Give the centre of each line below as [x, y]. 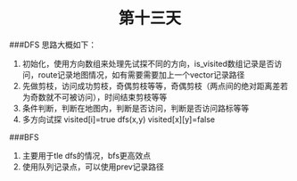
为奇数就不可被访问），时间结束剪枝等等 [95, 97]
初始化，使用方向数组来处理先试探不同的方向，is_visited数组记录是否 [148, 63]
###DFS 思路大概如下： [53, 45]
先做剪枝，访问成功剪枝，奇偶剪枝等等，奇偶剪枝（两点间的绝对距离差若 [155, 86]
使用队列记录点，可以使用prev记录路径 [93, 167]
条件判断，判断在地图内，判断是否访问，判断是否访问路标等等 [136, 108]
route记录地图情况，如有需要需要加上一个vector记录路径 [141, 74]
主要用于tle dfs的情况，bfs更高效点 [87, 155]
